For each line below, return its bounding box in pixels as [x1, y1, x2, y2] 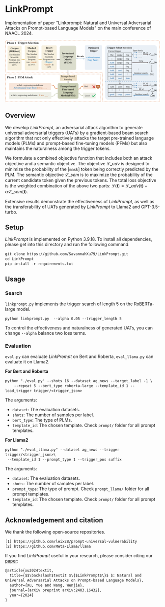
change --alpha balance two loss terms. [5, 330, 86, 336]
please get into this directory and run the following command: [5, 242, 130, 248]
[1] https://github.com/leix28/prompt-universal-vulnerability [5, 539, 137, 544]
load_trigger [5, 389, 32, 393]
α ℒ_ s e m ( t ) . [5, 188, 28, 194]
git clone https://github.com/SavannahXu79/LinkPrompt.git [5, 251, 129, 257]
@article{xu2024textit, [5, 568, 54, 573]
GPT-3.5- [141, 204, 160, 210]
